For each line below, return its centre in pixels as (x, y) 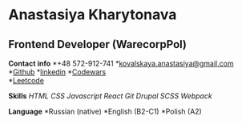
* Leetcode (26, 80)
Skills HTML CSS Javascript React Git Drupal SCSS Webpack (110, 96)
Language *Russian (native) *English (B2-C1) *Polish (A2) (105, 111)
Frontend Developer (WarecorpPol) (97, 44)
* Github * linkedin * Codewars (57, 72)
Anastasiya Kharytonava (93, 15)
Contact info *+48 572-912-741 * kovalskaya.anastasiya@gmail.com (121, 63)
